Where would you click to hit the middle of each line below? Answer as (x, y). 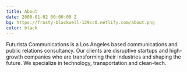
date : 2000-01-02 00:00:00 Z (41, 17)
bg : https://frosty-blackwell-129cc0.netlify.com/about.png (81, 22)
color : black (22, 28)
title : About (22, 11)
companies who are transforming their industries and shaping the (103, 57)
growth (15, 57)
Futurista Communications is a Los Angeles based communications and (92, 44)
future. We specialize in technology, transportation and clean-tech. (86, 63)
